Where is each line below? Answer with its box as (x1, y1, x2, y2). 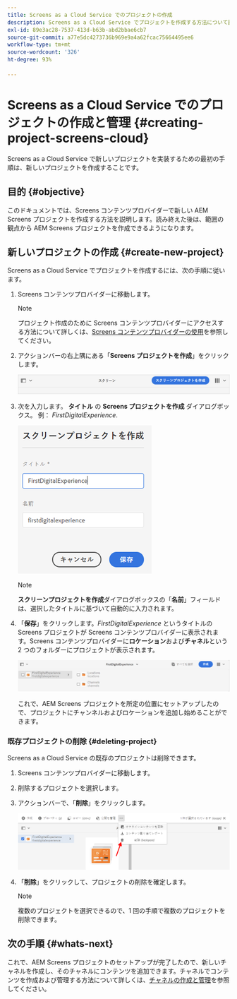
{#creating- (133, 114, 204, 131)
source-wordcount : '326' (7, 49, 80, 56)
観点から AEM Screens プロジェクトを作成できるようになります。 (7, 223, 197, 232)
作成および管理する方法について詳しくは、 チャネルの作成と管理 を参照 (25, 975, 230, 984)
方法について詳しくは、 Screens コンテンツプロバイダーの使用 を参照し (23, 328, 229, 336)
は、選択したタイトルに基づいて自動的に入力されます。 (17, 604, 178, 612)
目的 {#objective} (7, 186, 85, 198)
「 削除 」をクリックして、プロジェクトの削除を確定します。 (17, 878, 190, 886)
